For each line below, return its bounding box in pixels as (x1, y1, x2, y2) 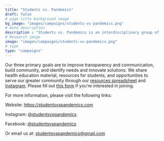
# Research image (5, 35, 41, 40)
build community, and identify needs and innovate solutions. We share (5, 67, 147, 73)
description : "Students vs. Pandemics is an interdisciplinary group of (5, 30, 160, 35)
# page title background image (5, 16, 69, 21)
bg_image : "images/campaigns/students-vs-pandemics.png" (5, 21, 124, 26)
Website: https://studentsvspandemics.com (5, 102, 93, 108)
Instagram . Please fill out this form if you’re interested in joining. (5, 83, 134, 88)
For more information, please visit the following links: (5, 92, 112, 98)
